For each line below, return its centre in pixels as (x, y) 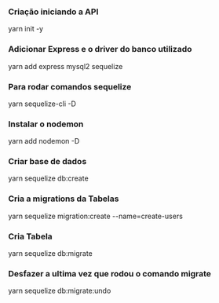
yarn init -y (26, 29)
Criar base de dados (47, 162)
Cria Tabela (30, 236)
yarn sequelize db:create (48, 178)
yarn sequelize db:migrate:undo (60, 291)
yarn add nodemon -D (44, 141)
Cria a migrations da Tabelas (64, 199)
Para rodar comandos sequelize (70, 86)
